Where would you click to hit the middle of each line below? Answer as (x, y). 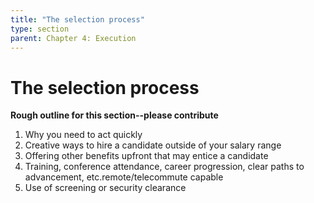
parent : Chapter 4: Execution (73, 38)
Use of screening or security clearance (105, 188)
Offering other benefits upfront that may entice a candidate (146, 156)
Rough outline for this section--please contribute (114, 115)
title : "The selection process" (77, 19)
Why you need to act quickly (83, 135)
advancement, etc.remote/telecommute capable (124, 177)
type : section (40, 29)
